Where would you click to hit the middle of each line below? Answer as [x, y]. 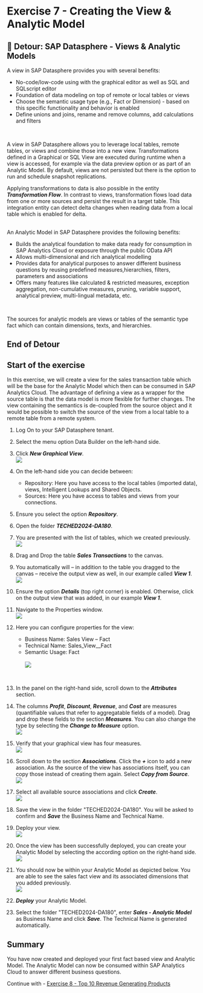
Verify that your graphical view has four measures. [79, 743]
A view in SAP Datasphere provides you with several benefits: [84, 70]
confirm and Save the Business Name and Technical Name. [90, 816]
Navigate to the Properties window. [59, 610]
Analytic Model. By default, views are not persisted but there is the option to [101, 170]
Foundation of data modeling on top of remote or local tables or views [102, 95]
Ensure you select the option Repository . [67, 514]
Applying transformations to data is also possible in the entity [83, 188]
